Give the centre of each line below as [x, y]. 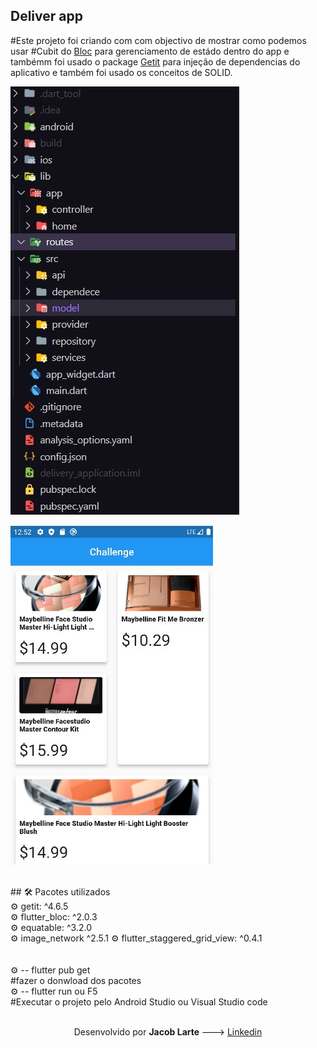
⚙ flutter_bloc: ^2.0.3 [54, 916]
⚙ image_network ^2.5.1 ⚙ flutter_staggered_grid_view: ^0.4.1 [136, 938]
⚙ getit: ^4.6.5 [39, 906]
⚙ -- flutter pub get [50, 970]
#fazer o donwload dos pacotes [76, 980]
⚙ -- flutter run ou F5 [54, 991]
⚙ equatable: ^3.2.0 [51, 927]
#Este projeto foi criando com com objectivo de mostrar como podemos [158, 40]
